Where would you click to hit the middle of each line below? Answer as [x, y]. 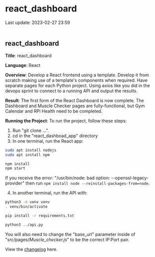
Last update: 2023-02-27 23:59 [38, 22]
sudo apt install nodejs [31, 150]
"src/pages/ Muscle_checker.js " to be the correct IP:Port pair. [67, 240]
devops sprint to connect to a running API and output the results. [71, 91]
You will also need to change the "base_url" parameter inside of [70, 234]
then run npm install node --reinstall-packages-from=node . [88, 183]
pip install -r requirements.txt [40, 216]
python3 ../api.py [24, 225]
